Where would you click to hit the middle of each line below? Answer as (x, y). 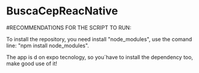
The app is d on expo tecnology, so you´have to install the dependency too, (100, 57)
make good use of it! (32, 63)
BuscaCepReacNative (62, 11)
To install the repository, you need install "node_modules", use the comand (99, 39)
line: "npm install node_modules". (48, 45)
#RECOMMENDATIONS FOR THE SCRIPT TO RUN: (69, 28)
